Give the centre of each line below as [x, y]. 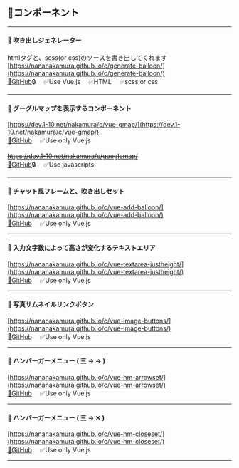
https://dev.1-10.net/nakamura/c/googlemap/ [73, 156]
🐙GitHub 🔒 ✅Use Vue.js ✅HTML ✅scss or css [83, 82]
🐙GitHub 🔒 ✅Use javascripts [51, 165]
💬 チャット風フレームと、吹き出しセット [66, 191]
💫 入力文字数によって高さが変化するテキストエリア [81, 248]
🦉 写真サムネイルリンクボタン [51, 304]
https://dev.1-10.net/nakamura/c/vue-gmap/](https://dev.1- [95, 125]
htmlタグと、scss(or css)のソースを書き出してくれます [87, 58]
